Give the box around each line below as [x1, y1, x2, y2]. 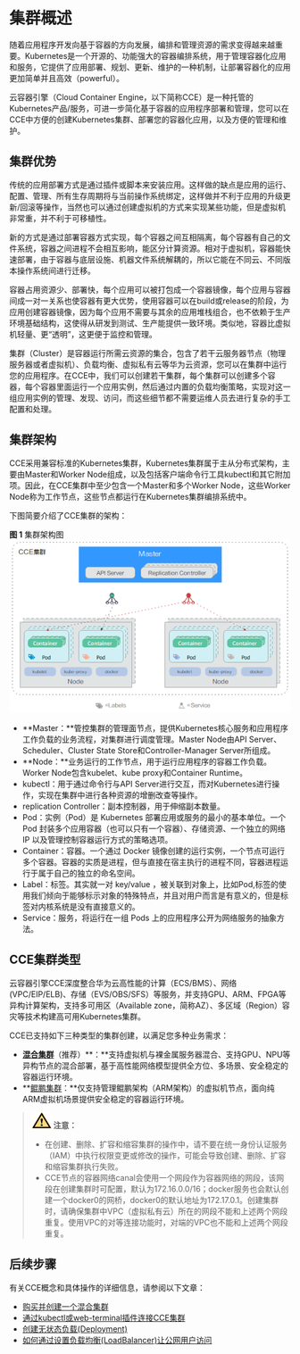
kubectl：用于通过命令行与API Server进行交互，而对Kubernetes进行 [21, 778, 272, 790]
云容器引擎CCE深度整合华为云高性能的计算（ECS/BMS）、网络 [9, 977, 237, 988]
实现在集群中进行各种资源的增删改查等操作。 [37, 790, 203, 801]
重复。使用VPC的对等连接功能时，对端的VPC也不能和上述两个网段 [44, 1217, 288, 1227]
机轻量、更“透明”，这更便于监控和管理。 [9, 328, 158, 339]
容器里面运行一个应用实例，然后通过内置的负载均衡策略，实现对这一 [39, 381, 291, 392]
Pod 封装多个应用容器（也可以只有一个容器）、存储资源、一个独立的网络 [21, 823, 286, 835]
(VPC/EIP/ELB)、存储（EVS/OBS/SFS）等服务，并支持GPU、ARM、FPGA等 [9, 988, 287, 1000]
